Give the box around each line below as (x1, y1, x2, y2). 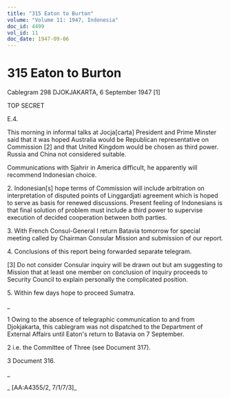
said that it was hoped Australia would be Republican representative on (7, 136, 209, 144)
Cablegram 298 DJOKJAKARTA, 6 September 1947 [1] (7, 88, 160, 96)
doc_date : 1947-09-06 (7, 36, 70, 43)
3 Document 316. (7, 357, 56, 365)
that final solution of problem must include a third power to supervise (7, 206, 203, 214)
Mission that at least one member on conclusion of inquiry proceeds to (7, 268, 208, 276)
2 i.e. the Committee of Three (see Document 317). (7, 344, 151, 352)
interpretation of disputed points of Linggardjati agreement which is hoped (7, 191, 218, 200)
